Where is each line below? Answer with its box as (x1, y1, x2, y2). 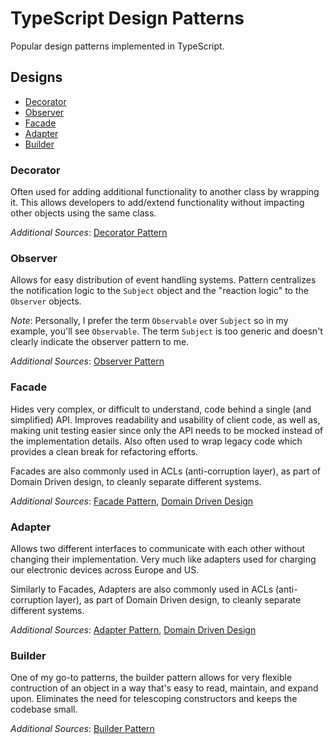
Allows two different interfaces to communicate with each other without (10, 542, 306, 554)
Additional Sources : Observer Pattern (10, 355, 165, 367)
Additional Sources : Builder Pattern (10, 723, 155, 735)
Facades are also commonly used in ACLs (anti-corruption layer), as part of (10, 465, 321, 477)
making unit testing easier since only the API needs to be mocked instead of (10, 424, 324, 436)
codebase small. (10, 703, 78, 716)
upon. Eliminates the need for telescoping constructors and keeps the (10, 693, 298, 705)
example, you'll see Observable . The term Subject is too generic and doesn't (10, 325, 323, 337)
